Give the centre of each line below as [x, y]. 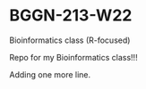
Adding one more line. [50, 74]
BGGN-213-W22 [71, 16]
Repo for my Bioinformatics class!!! [73, 57]
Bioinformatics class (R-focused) [70, 40]
